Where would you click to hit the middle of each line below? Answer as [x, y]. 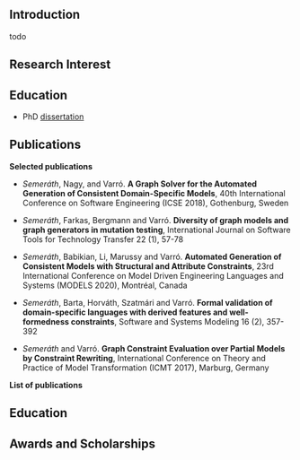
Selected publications [51, 166]
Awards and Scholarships [82, 443]
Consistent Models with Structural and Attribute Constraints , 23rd [148, 266]
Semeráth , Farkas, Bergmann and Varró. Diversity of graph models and [155, 220]
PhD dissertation [53, 117]
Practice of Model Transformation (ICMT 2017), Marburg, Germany [146, 368]
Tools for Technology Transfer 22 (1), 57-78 [103, 239]
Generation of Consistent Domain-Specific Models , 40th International [154, 193]
